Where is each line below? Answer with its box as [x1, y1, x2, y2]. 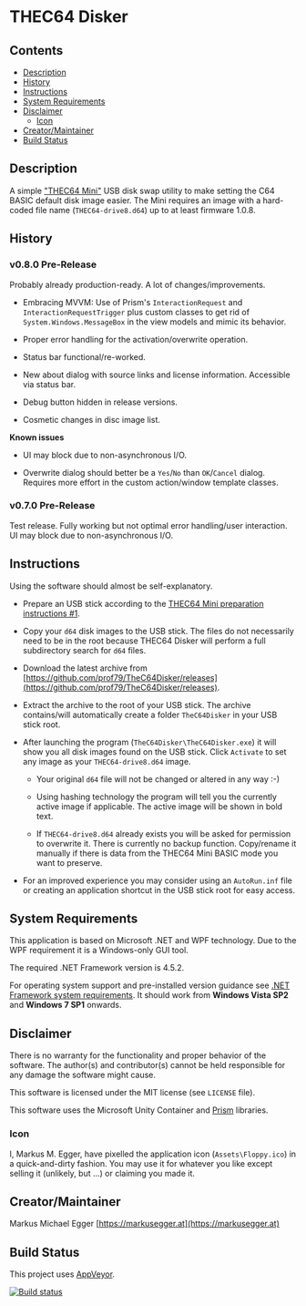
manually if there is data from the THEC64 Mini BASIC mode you [36, 848, 279, 859]
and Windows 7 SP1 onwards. [9, 1000, 122, 1011]
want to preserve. [36, 857, 103, 868]
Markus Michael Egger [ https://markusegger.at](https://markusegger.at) [9, 1219, 280, 1229]
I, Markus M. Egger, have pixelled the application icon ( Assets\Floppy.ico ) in [9, 1148, 297, 1159]
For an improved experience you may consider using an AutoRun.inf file [22, 875, 293, 886]
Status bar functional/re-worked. [22, 351, 146, 362]
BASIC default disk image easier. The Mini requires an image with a [9, 194, 261, 206]
